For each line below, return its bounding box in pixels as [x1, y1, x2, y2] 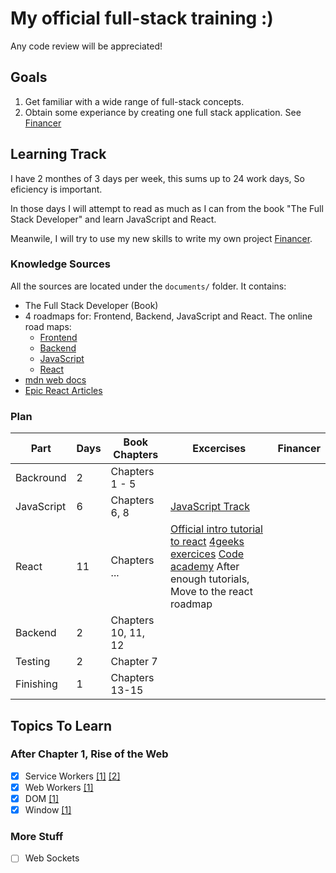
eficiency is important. [10, 183, 103, 195]
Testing [15, 655, 51, 669]
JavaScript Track [169, 500, 250, 514]
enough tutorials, [169, 572, 250, 586]
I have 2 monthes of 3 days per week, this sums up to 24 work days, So [10, 172, 305, 184]
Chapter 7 [110, 655, 158, 669]
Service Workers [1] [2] [24, 770, 121, 782]
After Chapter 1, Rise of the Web [10, 747, 169, 761]
